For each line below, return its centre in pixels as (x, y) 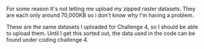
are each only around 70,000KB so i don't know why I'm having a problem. (100, 15)
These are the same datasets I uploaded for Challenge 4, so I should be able (102, 27)
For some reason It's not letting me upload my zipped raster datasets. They (101, 9)
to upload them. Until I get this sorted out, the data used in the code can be (101, 33)
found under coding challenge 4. (47, 40)
